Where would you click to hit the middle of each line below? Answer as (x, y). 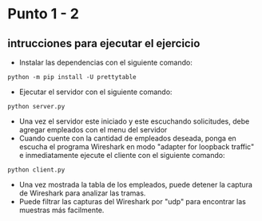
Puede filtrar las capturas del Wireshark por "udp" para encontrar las (133, 201)
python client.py (36, 170)
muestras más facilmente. (62, 210)
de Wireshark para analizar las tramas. (82, 193)
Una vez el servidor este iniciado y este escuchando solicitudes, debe (134, 121)
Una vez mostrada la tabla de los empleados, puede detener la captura (136, 185)
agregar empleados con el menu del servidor (93, 130)
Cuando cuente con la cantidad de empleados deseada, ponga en (127, 138)
